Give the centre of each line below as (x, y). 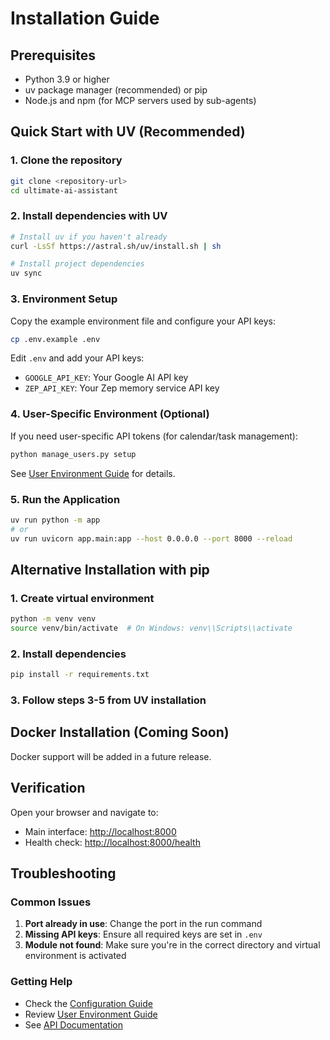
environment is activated (75, 956)
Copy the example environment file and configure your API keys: (143, 321)
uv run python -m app (55, 520)
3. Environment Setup (64, 299)
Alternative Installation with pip (110, 569)
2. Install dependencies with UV (89, 216)
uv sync (26, 273)
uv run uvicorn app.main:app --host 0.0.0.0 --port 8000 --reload (151, 538)
